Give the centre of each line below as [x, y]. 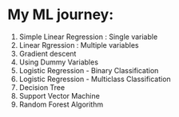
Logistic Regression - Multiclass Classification [95, 79]
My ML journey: [61, 15]
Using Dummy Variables [59, 62]
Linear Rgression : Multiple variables [79, 45]
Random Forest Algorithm [61, 104]
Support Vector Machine [60, 96]
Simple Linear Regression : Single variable [88, 37]
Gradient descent [48, 53]
